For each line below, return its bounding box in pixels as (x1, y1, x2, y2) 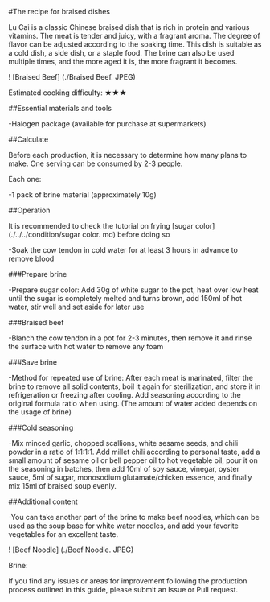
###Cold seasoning (8, 423, 74, 432)
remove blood (8, 254, 55, 263)
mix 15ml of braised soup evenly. (8, 481, 117, 490)
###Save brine (8, 357, 58, 367)
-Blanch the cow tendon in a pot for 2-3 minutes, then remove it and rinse (8, 333, 252, 343)
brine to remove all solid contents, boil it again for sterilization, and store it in (8, 381, 261, 391)
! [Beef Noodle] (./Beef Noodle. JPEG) (8, 545, 134, 555)
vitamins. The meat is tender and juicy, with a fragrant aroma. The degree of (8, 31, 260, 40)
